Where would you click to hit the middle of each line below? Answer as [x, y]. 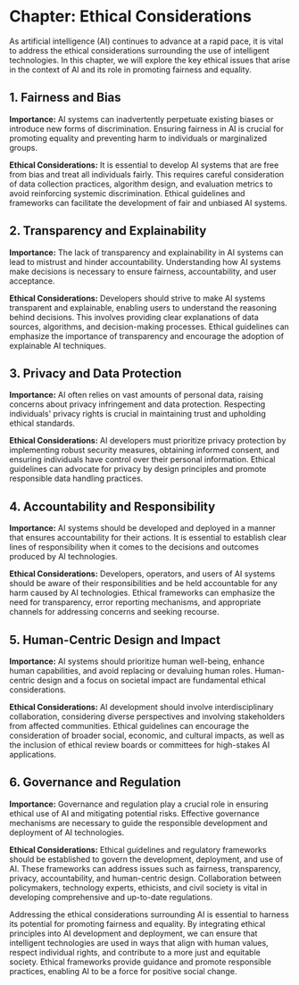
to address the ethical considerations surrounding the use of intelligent [139, 50]
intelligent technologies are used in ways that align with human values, [139, 942]
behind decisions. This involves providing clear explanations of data [134, 317]
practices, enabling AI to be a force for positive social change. [123, 971]
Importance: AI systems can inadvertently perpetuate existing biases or [141, 119]
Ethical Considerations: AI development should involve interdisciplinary [141, 707]
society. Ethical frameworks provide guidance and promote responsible [141, 962]
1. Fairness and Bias [66, 98]
